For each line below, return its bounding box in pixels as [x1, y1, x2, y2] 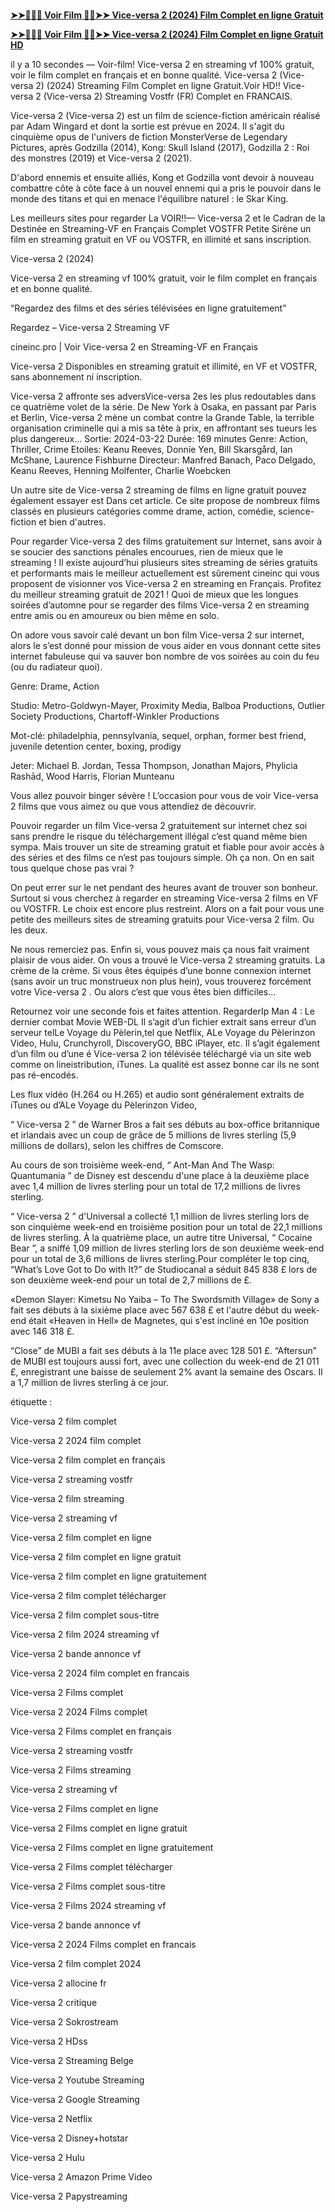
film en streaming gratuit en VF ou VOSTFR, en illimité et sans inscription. [10, 234, 312, 246]
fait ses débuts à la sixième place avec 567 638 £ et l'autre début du [10, 1304, 292, 1316]
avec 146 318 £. [10, 1325, 75, 1338]
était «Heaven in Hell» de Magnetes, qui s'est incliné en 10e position [28, 1315, 310, 1327]
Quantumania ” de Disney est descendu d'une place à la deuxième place [10, 1170, 310, 1182]
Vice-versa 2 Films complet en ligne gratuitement [10, 1842, 214, 1854]
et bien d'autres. [38, 516, 107, 528]
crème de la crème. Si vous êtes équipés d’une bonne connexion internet [10, 965, 312, 977]
